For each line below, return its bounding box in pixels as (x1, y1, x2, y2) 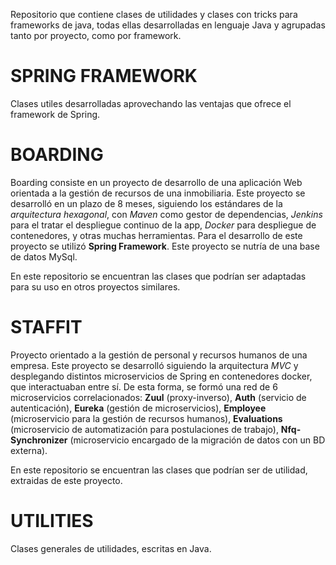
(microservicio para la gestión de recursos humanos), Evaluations (10, 412, 283, 424)
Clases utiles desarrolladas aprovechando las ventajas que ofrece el (10, 97, 292, 109)
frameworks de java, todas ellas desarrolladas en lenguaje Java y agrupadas (10, 19, 326, 31)
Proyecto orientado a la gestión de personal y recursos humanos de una (10, 349, 308, 361)
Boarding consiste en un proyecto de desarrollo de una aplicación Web (10, 176, 303, 188)
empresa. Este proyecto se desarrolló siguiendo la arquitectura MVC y (10, 359, 299, 371)
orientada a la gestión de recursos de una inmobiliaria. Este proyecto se (10, 187, 306, 199)
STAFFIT (10, 316, 83, 339)
